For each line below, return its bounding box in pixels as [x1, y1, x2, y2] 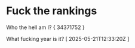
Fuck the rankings [6, 4, 97, 18]
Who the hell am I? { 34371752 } [6, 24, 85, 31]
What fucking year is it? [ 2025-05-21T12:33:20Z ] [6, 35, 130, 42]
